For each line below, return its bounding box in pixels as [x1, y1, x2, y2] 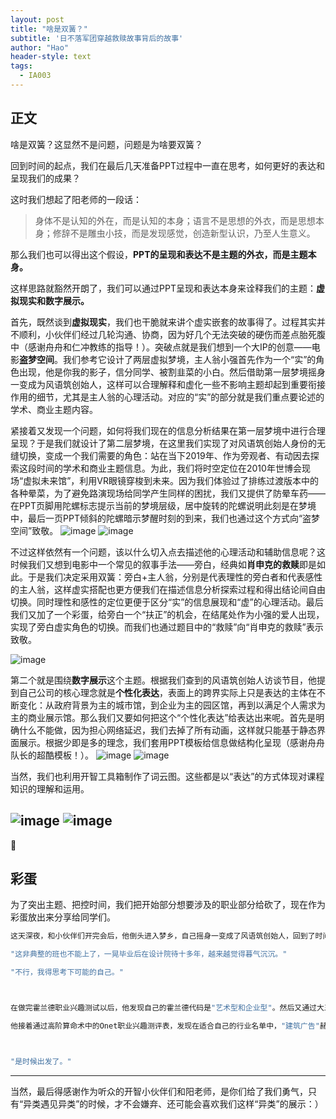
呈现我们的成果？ [10, 172, 81, 184]
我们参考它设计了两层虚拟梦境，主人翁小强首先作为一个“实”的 [62, 353, 317, 365]
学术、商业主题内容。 [10, 403, 98, 415]
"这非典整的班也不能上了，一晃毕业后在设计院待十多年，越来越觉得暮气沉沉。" [10, 949, 288, 960]
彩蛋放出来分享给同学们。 [10, 911, 116, 923]
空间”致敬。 [10, 524, 59, 536]
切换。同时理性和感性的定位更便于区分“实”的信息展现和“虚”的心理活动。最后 [10, 596, 324, 608]
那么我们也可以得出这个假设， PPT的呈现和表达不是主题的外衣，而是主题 [10, 248, 308, 260]
